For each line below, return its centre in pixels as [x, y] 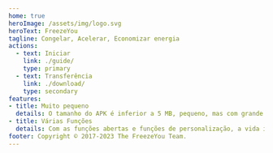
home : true [27, 16]
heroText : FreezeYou [43, 31]
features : [25, 99]
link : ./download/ [54, 83]
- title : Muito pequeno [49, 106]
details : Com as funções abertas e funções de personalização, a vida [138, 129]
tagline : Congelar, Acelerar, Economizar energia [94, 38]
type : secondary [51, 91]
